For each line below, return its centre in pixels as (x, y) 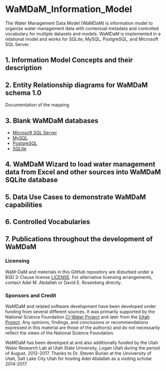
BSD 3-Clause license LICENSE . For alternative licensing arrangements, (79, 277)
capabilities (24, 205)
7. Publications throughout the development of (79, 239)
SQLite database (31, 180)
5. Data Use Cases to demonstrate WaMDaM (75, 197)
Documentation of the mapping (37, 105)
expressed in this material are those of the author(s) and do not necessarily (83, 328)
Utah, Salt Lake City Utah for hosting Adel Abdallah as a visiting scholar (79, 358)
